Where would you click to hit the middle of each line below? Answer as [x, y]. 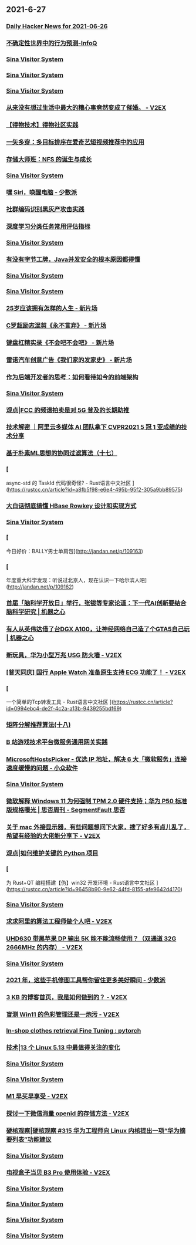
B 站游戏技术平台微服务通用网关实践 [57, 742]
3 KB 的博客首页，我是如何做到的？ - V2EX [67, 997]
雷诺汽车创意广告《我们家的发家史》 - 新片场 [69, 360]
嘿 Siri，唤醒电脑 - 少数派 [42, 192]
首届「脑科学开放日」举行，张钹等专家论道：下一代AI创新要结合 [96, 603]
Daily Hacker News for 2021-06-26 [57, 26]
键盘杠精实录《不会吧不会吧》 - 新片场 [60, 343]
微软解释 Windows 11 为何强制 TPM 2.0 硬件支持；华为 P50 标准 [97, 801]
